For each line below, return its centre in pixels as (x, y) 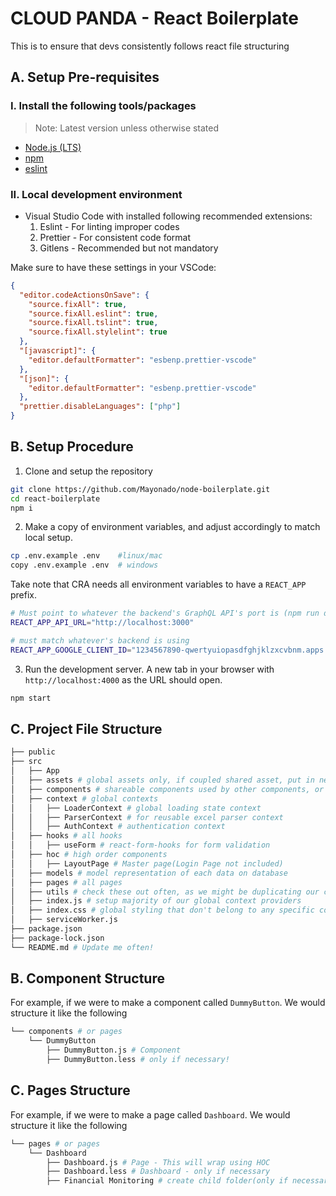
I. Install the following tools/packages (103, 106)
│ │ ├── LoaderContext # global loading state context (136, 808)
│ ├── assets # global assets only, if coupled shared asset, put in (162, 780)
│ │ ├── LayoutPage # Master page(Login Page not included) (147, 863)
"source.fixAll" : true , (78, 304)
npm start (31, 698)
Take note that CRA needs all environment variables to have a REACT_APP (158, 584)
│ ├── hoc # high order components (89, 855)
